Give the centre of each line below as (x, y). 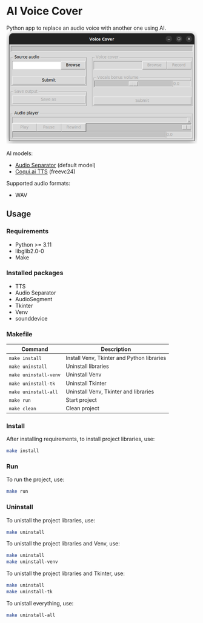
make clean (22, 409)
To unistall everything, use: (40, 603)
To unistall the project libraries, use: (51, 520)
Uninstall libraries (87, 366)
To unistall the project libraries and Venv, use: (63, 544)
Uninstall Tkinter (86, 383)
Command (35, 349)
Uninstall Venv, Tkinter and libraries (110, 391)
